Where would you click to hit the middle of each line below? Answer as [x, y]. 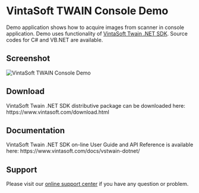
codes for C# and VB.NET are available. [55, 40]
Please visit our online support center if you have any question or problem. [97, 184]
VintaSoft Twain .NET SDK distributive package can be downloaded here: [96, 105]
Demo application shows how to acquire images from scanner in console [95, 27]
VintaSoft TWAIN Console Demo [87, 11]
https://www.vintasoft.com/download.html [58, 112]
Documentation [36, 131]
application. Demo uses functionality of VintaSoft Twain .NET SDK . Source [97, 33]
